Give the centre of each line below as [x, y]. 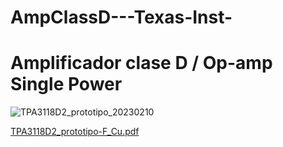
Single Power [66, 84]
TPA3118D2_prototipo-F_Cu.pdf [75, 132]
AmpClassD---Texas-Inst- [121, 17]
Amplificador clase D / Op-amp [141, 63]
